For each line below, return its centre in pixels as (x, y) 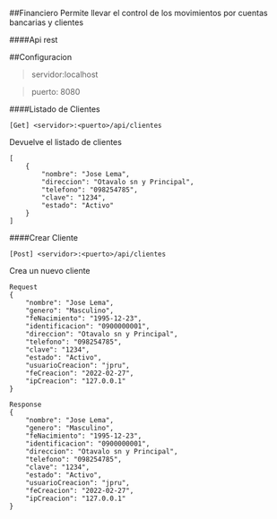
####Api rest (34, 40)
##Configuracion (41, 57)
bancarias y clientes (46, 22)
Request (24, 287)
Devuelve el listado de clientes (66, 142)
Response (26, 404)
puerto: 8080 (56, 92)
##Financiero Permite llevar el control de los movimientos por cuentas (138, 13)
